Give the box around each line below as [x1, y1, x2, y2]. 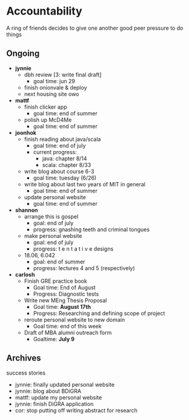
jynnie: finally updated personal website [15, 381, 115, 388]
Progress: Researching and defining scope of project [33, 310, 165, 317]
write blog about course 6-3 [24, 168, 94, 175]
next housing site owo [24, 90, 79, 98]
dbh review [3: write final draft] [24, 71, 102, 78]
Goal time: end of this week [33, 322, 102, 330]
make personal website [24, 232, 82, 239]
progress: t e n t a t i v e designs [33, 245, 114, 252]
